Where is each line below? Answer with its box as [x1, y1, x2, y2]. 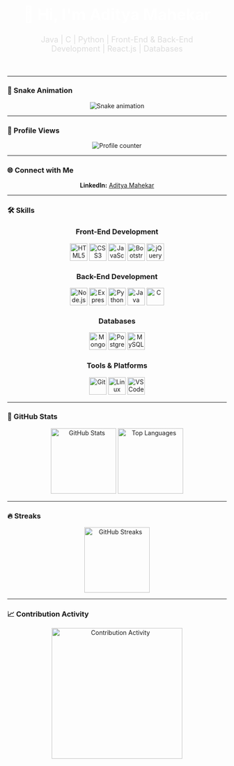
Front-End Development [75, 227, 159, 236]
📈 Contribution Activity [7, 609, 89, 619]
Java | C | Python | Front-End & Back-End [40, 34, 194, 45]
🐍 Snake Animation [7, 86, 73, 96]
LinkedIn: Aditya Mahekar [79, 181, 155, 190]
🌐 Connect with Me [7, 165, 75, 175]
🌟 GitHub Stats [7, 412, 58, 421]
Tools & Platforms [86, 361, 148, 370]
